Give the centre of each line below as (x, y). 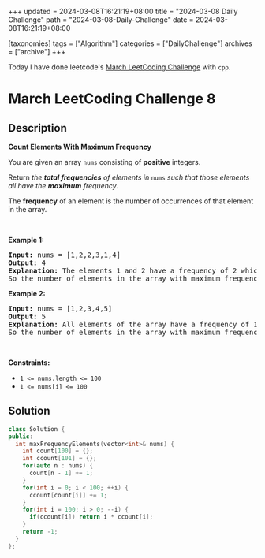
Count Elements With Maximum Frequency (80, 147)
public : (21, 437)
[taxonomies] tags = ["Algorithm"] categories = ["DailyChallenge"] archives (130, 43)
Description (37, 128)
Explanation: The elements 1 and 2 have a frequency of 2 (123, 271)
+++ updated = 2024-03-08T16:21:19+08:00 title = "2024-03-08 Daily (123, 11)
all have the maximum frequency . (63, 186)
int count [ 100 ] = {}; (58, 451)
